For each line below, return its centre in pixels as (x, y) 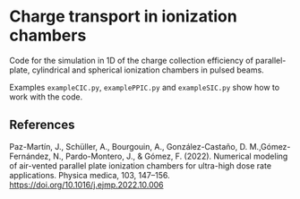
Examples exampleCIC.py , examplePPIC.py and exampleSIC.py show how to (145, 87)
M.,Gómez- (270, 146)
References (42, 125)
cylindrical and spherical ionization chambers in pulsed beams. (148, 70)
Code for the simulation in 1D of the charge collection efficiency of (131, 60)
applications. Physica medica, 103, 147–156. (90, 175)
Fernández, (30, 156)
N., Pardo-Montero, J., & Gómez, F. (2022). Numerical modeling (170, 156)
